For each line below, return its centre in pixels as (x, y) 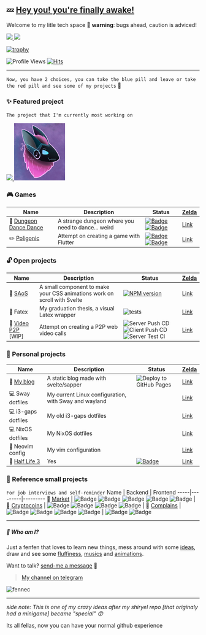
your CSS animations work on (76, 293)
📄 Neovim (21, 446)
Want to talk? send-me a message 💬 (52, 566)
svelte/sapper (64, 385)
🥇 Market (58, 499)
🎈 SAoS (18, 293)
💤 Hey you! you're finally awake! (71, 10)
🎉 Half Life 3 (25, 461)
